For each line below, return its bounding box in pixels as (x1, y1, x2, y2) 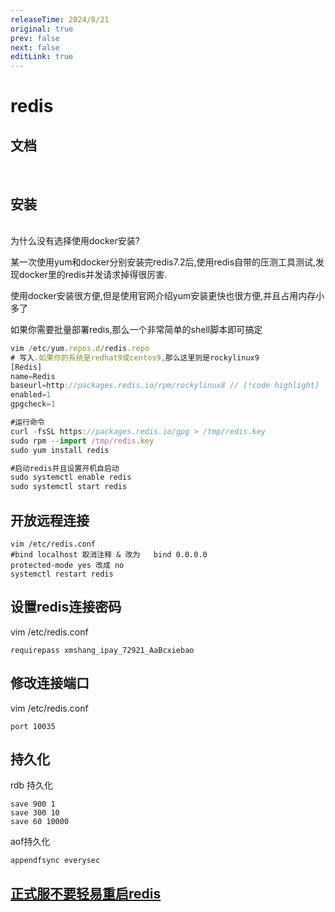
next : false (10, 42, 60, 53)
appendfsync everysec (10, 856, 101, 866)
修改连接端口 (10, 675, 90, 692)
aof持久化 (10, 836, 51, 848)
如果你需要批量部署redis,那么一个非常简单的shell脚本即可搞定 (10, 323, 263, 335)
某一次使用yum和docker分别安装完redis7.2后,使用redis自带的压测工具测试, (10, 256, 317, 268)
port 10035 (10, 721, 56, 731)
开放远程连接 (10, 512, 90, 529)
